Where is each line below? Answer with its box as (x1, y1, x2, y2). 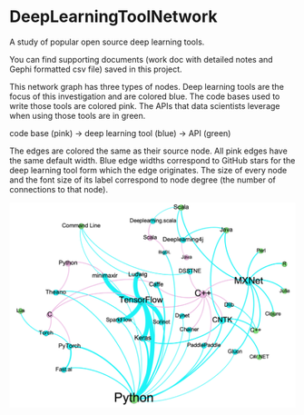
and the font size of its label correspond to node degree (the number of (9, 174, 277, 185)
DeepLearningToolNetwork (9, 6, 218, 27)
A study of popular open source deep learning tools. (9, 36, 205, 47)
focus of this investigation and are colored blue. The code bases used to (9, 91, 280, 102)
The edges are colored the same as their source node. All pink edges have (9, 145, 288, 156)
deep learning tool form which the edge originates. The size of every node (9, 164, 288, 175)
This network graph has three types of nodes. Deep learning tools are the (9, 81, 284, 92)
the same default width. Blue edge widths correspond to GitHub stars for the (9, 154, 296, 165)
